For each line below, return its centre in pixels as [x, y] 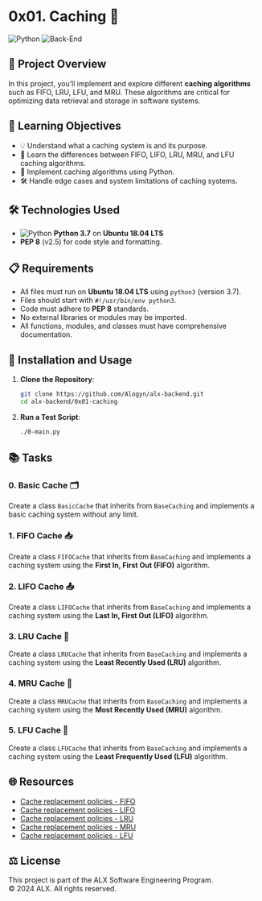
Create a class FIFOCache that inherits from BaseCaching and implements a [130, 556]
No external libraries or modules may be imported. [103, 318]
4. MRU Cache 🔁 [40, 683]
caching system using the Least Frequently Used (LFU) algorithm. [118, 756]
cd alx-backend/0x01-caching [69, 401]
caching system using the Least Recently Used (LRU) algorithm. [115, 662]
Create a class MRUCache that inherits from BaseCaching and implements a [128, 701]
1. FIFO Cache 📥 [41, 536]
